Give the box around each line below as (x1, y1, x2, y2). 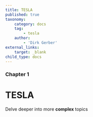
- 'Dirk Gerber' (23, 40, 58, 45)
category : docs (14, 21, 46, 27)
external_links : (5, 45, 39, 50)
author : (14, 36, 30, 41)
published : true (5, 12, 39, 17)
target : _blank (14, 49, 46, 54)
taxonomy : (5, 17, 26, 22)
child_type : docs (5, 54, 42, 60)
